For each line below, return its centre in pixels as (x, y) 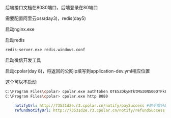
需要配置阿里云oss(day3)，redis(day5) (46, 18)
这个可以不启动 (21, 82)
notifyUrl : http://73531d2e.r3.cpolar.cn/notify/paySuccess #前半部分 (89, 105)
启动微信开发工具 (23, 60)
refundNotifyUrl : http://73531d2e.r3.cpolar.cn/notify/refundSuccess (90, 110)
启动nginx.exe (20, 29)
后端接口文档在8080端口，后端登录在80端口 (52, 7)
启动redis (15, 40)
